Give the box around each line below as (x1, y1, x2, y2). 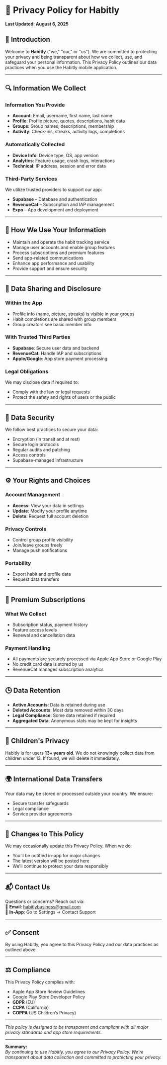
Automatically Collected (5, 141, 65, 148)
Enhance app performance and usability (12, 260, 94, 266)
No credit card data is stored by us (12, 661, 83, 667)
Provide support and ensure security (12, 266, 88, 271)
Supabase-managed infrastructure (12, 457, 83, 463)
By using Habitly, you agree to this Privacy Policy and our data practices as (5, 942, 159, 948)
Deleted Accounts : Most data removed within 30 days (12, 707, 124, 713)
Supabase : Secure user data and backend (12, 345, 99, 351)
